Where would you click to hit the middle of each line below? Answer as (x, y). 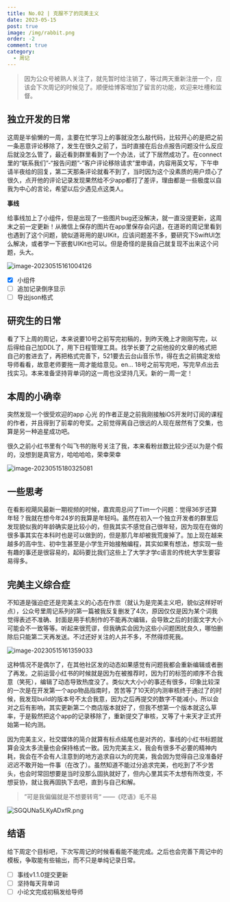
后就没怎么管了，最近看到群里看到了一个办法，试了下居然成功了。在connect (115, 154)
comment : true (27, 45)
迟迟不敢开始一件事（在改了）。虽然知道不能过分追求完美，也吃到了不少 (107, 765)
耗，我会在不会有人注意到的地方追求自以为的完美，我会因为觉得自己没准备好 (115, 756)
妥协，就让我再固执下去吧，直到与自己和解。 (76, 782)
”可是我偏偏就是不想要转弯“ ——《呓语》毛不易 (90, 797)
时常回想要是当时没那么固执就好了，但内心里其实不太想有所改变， (124, 773)
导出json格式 (35, 297)
